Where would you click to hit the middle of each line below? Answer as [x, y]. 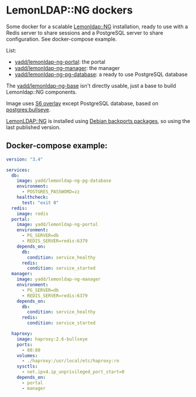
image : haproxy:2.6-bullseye [52, 339]
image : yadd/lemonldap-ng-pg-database [64, 181]
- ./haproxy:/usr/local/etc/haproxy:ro [70, 361]
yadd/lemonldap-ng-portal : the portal [60, 62]
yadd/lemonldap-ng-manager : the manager [67, 68]
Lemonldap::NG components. [42, 92]
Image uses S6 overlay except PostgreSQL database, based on [82, 103]
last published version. [33, 127]
